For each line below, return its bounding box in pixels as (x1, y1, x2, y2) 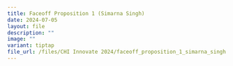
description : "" (7, 29, 54, 36)
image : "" (7, 36, 36, 43)
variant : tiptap (7, 42, 54, 49)
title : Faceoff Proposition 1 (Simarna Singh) (7, 10, 145, 17)
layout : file (7, 23, 45, 30)
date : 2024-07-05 (7, 16, 58, 23)
